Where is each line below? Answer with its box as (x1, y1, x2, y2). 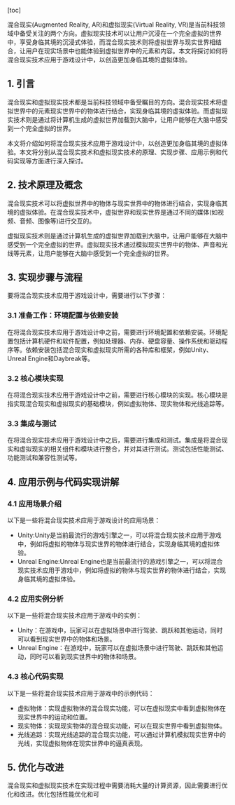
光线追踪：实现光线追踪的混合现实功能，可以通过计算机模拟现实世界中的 (17, 730, 226, 738)
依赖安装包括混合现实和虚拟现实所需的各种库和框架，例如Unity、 (25, 345, 213, 353)
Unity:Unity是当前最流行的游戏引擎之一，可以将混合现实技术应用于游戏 (17, 531, 222, 539)
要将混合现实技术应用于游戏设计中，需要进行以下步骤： (7, 291, 166, 300)
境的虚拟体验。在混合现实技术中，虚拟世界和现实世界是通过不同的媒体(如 (7, 208, 218, 216)
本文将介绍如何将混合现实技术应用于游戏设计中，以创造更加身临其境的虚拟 (7, 139, 222, 147)
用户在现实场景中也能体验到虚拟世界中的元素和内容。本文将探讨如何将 (25, 47, 228, 55)
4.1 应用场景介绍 (7, 499, 62, 508)
